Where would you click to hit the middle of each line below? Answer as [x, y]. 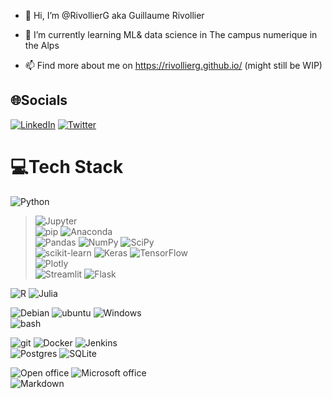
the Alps [42, 45]
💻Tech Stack [67, 167]
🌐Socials [39, 100]
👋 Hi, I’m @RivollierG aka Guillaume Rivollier [114, 15]
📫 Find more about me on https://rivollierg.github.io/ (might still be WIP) [173, 65]
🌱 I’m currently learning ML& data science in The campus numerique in [171, 34]
